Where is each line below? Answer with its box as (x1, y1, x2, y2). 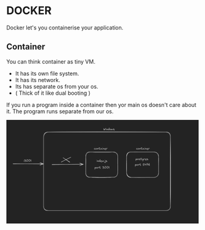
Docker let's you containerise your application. (6, 24, 124, 31)
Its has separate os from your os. (15, 83, 99, 90)
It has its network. (15, 76, 60, 83)
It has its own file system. (15, 70, 79, 77)
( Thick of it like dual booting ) (15, 89, 91, 97)
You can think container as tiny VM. (6, 57, 96, 65)
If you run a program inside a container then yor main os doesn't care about (6, 101, 196, 108)
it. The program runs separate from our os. (6, 108, 114, 115)
